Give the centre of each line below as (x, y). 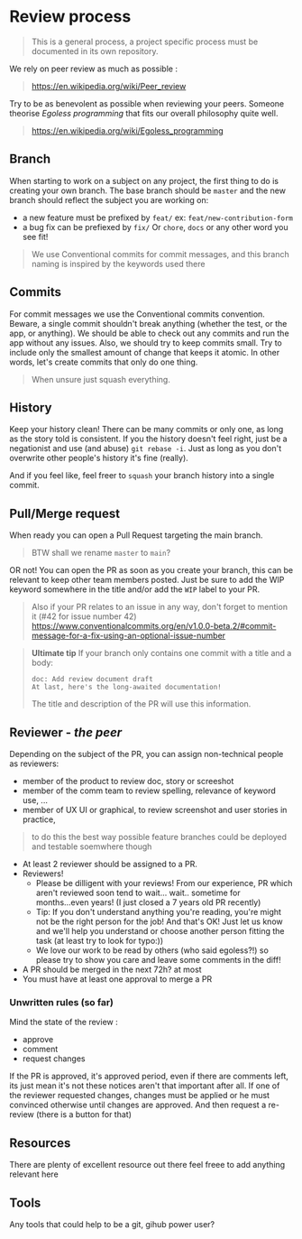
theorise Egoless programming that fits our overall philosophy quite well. (144, 113)
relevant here (34, 1174)
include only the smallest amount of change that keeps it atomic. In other (145, 352)
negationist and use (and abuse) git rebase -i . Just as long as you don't (146, 448)
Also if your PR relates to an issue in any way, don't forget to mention (160, 607)
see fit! (35, 236)
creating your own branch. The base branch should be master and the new (148, 190)
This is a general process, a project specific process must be (145, 42)
